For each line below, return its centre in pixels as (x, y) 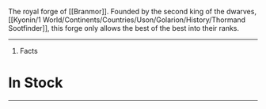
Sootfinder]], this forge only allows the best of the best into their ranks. (124, 28)
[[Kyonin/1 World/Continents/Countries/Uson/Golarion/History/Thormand (127, 20)
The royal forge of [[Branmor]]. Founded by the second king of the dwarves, (133, 11)
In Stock (36, 83)
